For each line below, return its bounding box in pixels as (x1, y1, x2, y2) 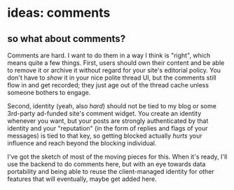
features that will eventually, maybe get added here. (7, 175, 157, 183)
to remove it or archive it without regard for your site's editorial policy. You (7, 66, 221, 74)
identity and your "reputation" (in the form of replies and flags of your (7, 124, 208, 132)
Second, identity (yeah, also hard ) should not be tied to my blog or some (7, 102, 217, 110)
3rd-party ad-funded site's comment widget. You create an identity (7, 110, 202, 117)
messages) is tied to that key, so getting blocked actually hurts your (7, 131, 202, 140)
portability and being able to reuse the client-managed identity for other (7, 168, 215, 175)
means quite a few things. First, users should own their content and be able (7, 59, 225, 67)
